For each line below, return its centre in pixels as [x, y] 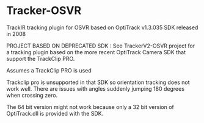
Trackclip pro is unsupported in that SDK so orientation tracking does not [98, 82]
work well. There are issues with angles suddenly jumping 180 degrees [96, 88]
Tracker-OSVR [44, 11]
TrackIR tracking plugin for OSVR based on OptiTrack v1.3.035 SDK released [102, 27]
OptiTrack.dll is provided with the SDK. [55, 113]
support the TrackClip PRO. [41, 58]
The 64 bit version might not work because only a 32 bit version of [90, 107]
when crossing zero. [32, 95]
